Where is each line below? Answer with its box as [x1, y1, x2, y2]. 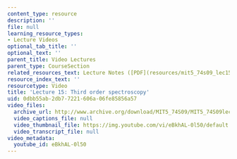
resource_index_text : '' [7, 75, 80, 83]
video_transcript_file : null [13, 128, 99, 135]
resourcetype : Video [7, 82, 68, 89]
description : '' [7, 17, 55, 24]
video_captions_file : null [13, 115, 93, 122]
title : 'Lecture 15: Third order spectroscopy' [7, 89, 150, 96]
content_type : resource [7, 10, 78, 18]
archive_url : [13, 108, 52, 115]
